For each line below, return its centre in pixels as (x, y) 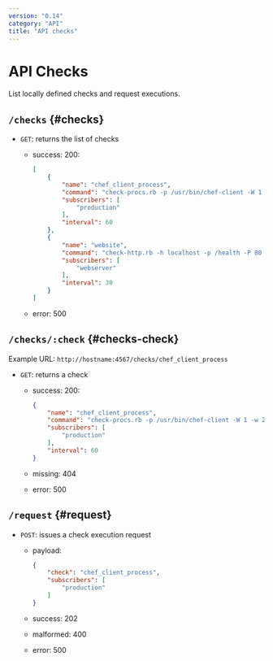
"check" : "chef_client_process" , (104, 573)
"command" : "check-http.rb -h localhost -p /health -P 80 (162, 253)
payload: (47, 550)
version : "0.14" (36, 16)
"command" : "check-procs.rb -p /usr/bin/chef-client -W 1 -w (153, 420)
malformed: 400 (59, 634)
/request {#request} (60, 515)
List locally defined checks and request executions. (94, 93)
